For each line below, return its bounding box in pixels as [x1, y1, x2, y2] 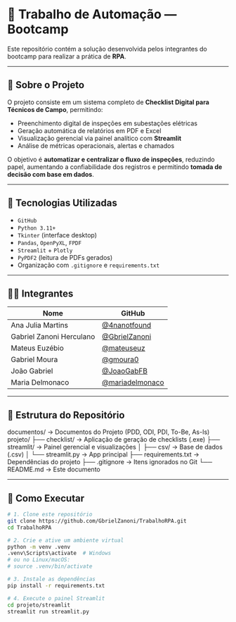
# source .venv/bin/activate [7, 563, 93, 570]
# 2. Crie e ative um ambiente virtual [7, 537, 124, 544]
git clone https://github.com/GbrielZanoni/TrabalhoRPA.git [7, 517, 188, 524]
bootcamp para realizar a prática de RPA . [7, 52, 126, 61]
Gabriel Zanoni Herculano [11, 332, 96, 342]
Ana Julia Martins [11, 321, 69, 330]
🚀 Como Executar [7, 492, 85, 504]
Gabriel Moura [11, 355, 58, 365]
